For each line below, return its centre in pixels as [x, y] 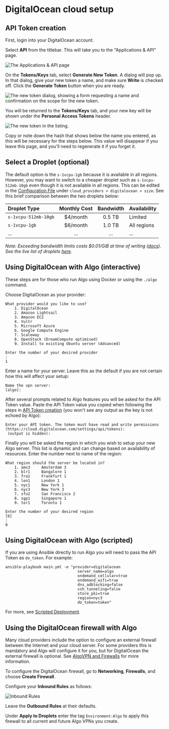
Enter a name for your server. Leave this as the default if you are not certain [84, 371]
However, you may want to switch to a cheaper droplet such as [71, 180]
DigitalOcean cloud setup [60, 9]
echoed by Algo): [23, 415]
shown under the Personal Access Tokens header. [58, 116]
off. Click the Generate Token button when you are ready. [65, 85]
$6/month [76, 225]
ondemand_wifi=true [98, 580]
